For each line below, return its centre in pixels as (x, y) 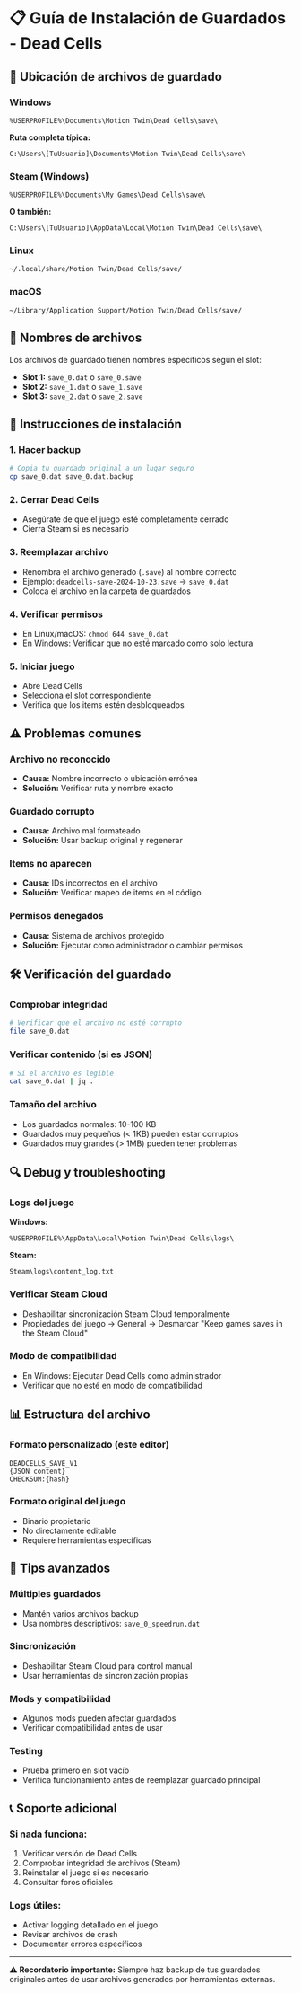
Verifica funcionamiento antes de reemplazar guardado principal (141, 1780)
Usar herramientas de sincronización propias (105, 1675)
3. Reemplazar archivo (59, 552)
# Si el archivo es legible (62, 1073)
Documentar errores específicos (82, 1944)
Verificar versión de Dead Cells (79, 1854)
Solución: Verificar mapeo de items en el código (112, 893)
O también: (30, 212)
